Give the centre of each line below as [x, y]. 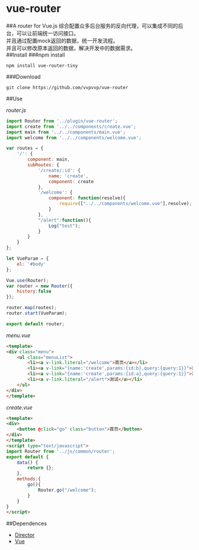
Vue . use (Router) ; [28, 280]
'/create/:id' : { [59, 170]
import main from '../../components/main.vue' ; [66, 132]
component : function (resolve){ [87, 198]
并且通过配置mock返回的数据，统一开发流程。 [62, 40]
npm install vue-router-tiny [42, 65]
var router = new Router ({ [39, 286]
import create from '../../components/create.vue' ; [71, 127]
